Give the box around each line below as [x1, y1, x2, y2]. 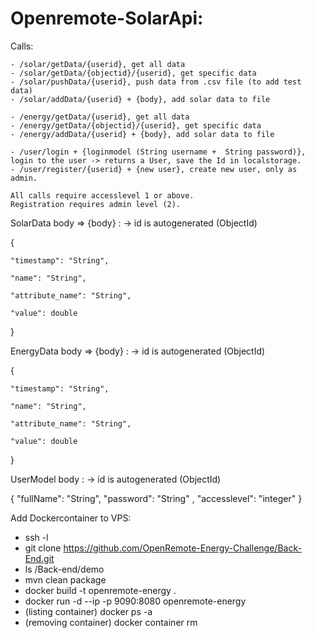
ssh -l [24, 531, 49, 543]
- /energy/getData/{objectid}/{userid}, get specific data [10, 120, 262, 131]
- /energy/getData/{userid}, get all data [10, 112, 190, 122]
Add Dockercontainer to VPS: [10, 512, 132, 524]
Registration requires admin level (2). [10, 199, 182, 209]
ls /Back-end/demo [24, 563, 105, 575]
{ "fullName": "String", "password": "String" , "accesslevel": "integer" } [10, 492, 303, 504]
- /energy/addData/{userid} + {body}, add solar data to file [10, 129, 275, 139]
